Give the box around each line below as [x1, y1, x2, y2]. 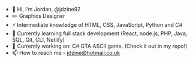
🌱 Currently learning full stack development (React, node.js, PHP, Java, [11, 30, 188, 37]
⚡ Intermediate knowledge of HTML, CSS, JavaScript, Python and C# [11, 21, 183, 28]
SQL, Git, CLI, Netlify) [11, 36, 65, 43]
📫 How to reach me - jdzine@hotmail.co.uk [11, 49, 120, 56]
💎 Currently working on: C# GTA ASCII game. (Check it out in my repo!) [11, 42, 188, 49]
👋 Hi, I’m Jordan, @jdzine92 [11, 6, 81, 13]
